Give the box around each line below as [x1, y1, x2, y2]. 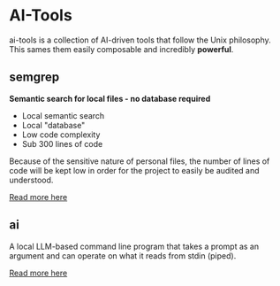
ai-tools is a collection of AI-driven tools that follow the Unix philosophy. [9, 35, 271, 45]
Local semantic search [21, 110, 105, 120]
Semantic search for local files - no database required [9, 93, 211, 104]
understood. [9, 174, 54, 185]
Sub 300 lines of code [21, 138, 103, 149]
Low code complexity [21, 129, 101, 140]
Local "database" [21, 120, 86, 130]
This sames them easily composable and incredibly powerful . [9, 43, 234, 54]
